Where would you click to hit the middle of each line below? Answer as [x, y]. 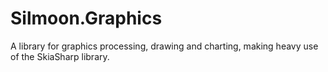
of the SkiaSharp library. [60, 56]
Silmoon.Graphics [86, 18]
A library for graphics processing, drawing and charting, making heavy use [164, 46]
